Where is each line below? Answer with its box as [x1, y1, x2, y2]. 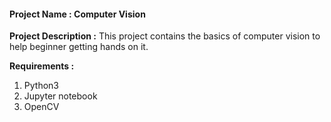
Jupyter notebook [23, 90, 98, 102]
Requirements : [9, 60, 75, 72]
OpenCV [23, 101, 60, 113]
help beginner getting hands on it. [9, 41, 149, 53]
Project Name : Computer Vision [9, 8, 146, 20]
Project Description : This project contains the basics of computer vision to [9, 30, 321, 42]
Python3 [23, 80, 59, 92]
